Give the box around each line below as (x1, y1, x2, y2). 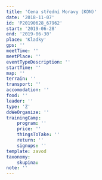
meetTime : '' (6, 48, 39, 54)
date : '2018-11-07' (6, 14, 55, 20)
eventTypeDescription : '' (6, 59, 70, 65)
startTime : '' (6, 64, 42, 71)
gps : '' (6, 43, 26, 49)
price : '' (17, 126, 42, 132)
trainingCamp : (6, 115, 42, 121)
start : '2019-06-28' (6, 25, 58, 32)
